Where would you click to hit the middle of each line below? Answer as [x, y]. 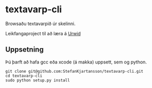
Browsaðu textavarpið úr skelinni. [41, 24]
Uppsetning [24, 50]
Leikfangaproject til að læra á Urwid [43, 33]
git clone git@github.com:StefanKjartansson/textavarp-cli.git [74, 71]
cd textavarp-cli [24, 76]
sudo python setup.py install [38, 80]
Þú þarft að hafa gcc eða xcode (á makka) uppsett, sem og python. [76, 62]
